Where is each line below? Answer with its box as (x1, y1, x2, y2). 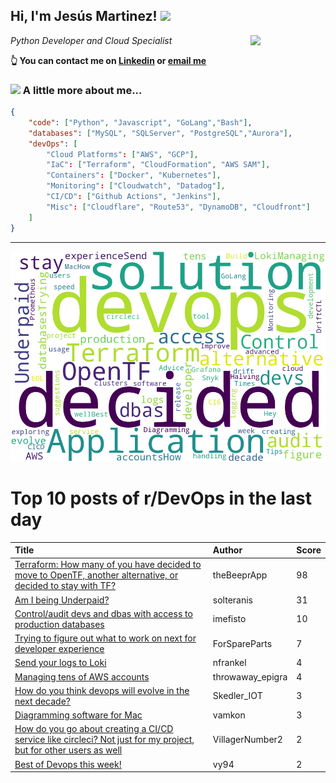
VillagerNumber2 (212, 734, 283, 746)
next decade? (14, 695, 71, 707)
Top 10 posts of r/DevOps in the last (10, 487, 312, 509)
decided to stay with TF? (14, 580, 117, 592)
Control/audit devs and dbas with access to (14, 607, 193, 619)
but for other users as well (14, 744, 123, 756)
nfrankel (212, 657, 247, 669)
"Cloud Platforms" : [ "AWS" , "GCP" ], (46, 149, 199, 159)
